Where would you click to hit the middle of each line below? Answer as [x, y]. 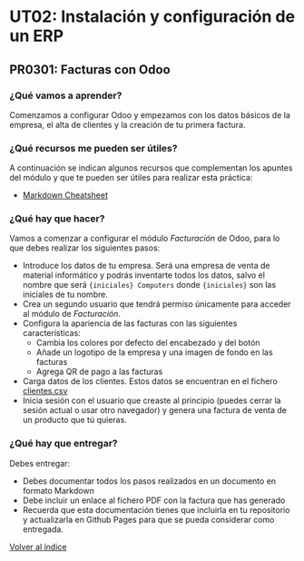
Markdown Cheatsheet [65, 195]
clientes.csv [45, 391]
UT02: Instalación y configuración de [152, 17]
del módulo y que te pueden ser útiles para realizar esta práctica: [131, 178]
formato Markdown [59, 490]
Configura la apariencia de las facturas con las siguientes [130, 323]
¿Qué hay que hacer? [57, 219]
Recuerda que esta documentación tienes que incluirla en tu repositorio [156, 509]
